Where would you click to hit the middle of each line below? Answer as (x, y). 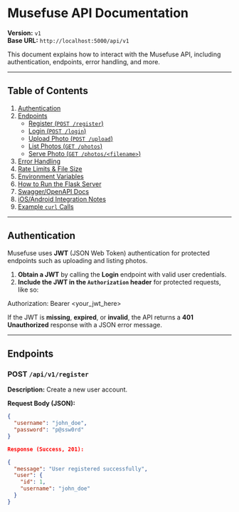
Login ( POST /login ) (57, 130)
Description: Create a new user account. (68, 389)
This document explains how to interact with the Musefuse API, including (114, 54)
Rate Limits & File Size (50, 168)
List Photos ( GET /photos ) (65, 146)
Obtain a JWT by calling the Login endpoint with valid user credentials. (122, 274)
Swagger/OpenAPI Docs (53, 191)
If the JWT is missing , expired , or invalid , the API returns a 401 (101, 317)
